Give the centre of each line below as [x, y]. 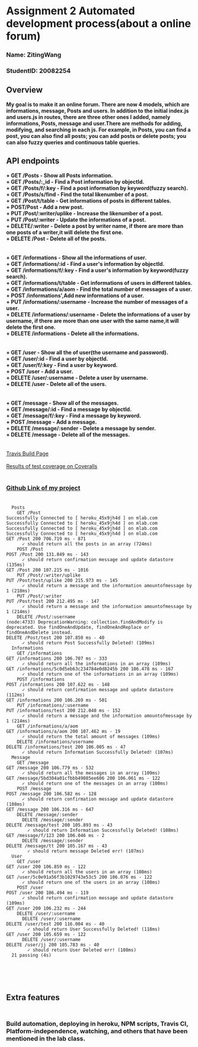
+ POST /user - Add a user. [40, 371]
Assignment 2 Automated [71, 11]
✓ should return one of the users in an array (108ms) [91, 882]
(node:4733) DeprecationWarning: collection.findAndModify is [84, 622]
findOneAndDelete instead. [39, 632]
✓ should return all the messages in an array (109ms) [91, 773]
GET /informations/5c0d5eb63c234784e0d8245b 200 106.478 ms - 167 [90, 669]
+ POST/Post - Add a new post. [45, 207]
